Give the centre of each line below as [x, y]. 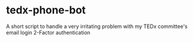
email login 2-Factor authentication [48, 32]
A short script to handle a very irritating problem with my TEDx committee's [97, 26]
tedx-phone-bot [46, 10]
